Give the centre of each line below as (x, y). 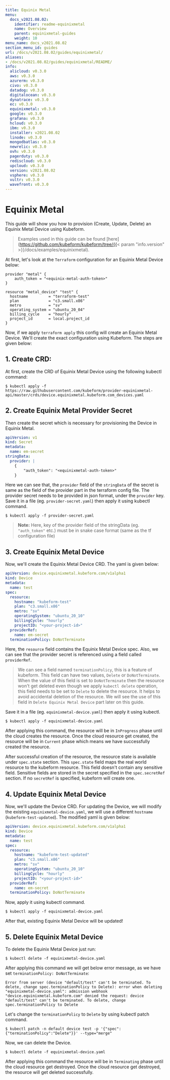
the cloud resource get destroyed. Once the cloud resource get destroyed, (83, 1067)
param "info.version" (143, 244)
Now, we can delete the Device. (38, 1043)
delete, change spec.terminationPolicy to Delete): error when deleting (84, 987)
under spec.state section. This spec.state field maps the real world (76, 762)
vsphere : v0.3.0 (27, 175)
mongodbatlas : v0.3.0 (33, 142)
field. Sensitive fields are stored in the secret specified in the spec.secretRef (85, 773)
